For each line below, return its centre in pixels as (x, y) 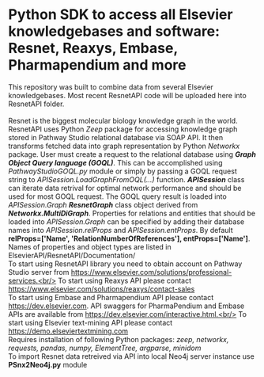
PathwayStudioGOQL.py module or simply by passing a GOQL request (123, 171)
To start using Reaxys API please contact (125, 280)
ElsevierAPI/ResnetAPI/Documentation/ (72, 255)
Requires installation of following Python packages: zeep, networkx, (119, 339)
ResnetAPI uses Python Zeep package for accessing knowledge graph (123, 129)
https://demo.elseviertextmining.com (68, 331)
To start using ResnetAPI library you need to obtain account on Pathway (125, 264)
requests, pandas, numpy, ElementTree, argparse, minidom (105, 348)
